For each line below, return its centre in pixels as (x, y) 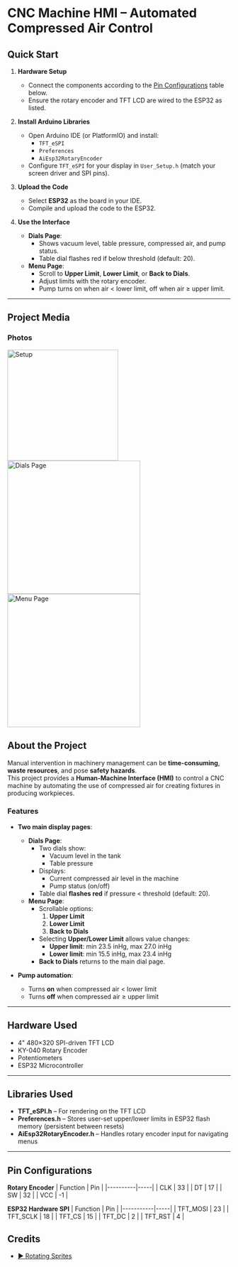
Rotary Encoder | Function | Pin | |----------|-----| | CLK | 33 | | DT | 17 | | (115, 1187)
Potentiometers (40, 1057)
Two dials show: (62, 848)
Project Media (39, 318)
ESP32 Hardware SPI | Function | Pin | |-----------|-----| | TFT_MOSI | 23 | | (118, 1209)
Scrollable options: (66, 908)
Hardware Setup (42, 71)
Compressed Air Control (80, 28)
